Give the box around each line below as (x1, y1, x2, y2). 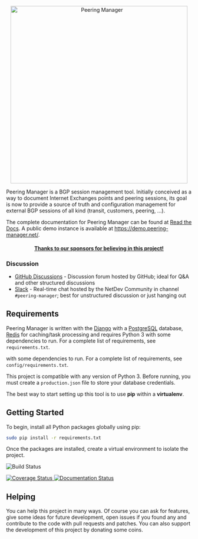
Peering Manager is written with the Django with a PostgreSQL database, (6, 324, 183, 331)
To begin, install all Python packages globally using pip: (6, 423, 141, 430)
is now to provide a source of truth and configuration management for (6, 201, 176, 208)
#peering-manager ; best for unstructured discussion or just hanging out (14, 292, 187, 299)
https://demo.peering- (114, 225, 169, 232)
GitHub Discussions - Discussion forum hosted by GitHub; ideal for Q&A (14, 273, 190, 280)
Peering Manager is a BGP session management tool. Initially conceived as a (6, 188, 192, 195)
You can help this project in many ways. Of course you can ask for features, (6, 508, 190, 515)
